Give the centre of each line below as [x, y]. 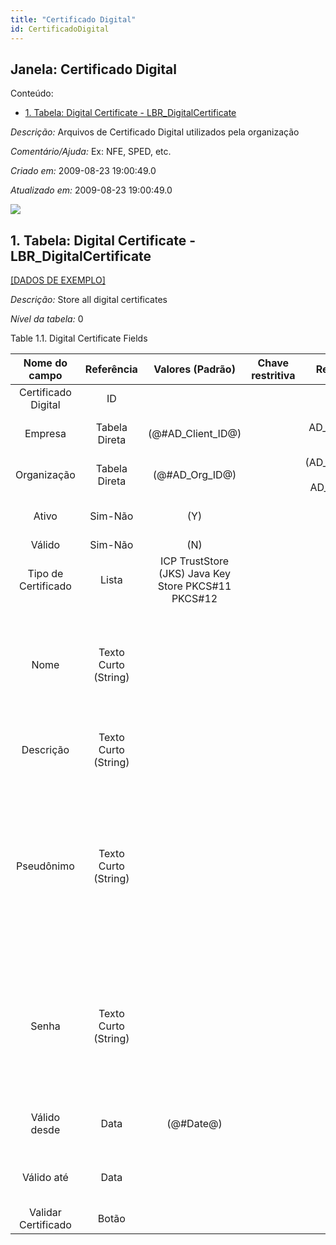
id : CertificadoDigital [60, 29]
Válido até [45, 1178]
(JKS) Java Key [195, 574]
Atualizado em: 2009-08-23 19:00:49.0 [91, 190]
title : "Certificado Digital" [73, 19]
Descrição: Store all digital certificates [89, 300]
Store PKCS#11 [194, 586]
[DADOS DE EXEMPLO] [58, 280]
